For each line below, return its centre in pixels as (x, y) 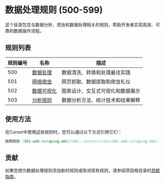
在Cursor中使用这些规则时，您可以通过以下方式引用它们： (64, 132)
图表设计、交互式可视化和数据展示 (101, 91)
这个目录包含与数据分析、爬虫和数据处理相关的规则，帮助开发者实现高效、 (80, 25)
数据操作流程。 (29, 31)
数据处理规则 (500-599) (54, 10)
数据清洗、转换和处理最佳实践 (96, 72)
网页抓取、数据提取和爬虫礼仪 (96, 82)
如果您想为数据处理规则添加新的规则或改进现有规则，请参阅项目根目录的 (78, 171)
